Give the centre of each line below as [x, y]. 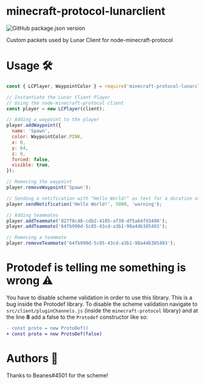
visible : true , [31, 165]
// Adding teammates [33, 215]
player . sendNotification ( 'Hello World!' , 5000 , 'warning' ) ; [85, 204]
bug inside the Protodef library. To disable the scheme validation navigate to [102, 304]
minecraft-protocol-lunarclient [86, 11]
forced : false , [31, 159]
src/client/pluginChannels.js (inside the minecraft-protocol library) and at [102, 310]
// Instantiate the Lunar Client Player [59, 97]
